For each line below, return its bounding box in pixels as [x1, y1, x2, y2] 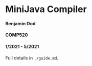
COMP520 [5, 32, 28, 38]
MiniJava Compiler [5, 4, 87, 15]
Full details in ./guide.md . [5, 54, 59, 61]
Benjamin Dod [5, 20, 36, 26]
